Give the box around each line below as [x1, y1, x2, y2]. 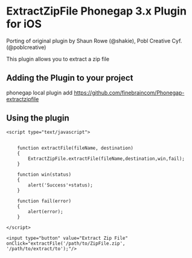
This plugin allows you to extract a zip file [6, 55, 110, 62]
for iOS [6, 17, 42, 31]
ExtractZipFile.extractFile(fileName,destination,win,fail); [28, 156, 185, 162]
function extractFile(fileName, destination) [17, 145, 134, 151]
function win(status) [17, 171, 71, 177]
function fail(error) [17, 198, 71, 204]
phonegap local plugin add [6, 89, 73, 96]
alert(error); [28, 208, 63, 214]
